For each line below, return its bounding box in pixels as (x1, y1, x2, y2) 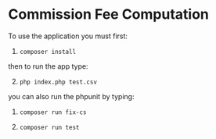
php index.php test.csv (19, 78, 98, 86)
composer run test (19, 123, 80, 131)
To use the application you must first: (8, 31, 128, 41)
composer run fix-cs (19, 108, 87, 116)
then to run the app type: (8, 61, 88, 71)
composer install (19, 48, 77, 55)
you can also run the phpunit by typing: (8, 91, 135, 101)
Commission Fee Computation (8, 5, 209, 23)
